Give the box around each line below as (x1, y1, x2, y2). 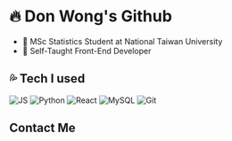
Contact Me (9, 121, 76, 136)
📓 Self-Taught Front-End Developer (21, 45, 152, 56)
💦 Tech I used (9, 71, 86, 86)
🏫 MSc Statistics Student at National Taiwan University (21, 35, 223, 46)
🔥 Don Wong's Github (9, 6, 172, 27)
